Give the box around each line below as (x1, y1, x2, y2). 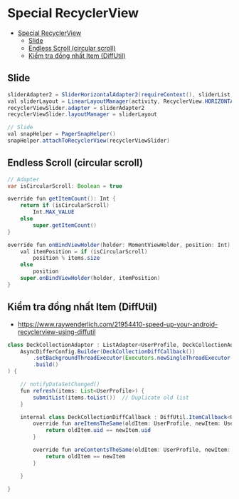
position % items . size (33, 255, 100, 262)
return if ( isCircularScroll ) (20, 202, 110, 209)
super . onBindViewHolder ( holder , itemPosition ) (20, 275, 161, 282)
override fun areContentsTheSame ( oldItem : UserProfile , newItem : (33, 446, 231, 453)
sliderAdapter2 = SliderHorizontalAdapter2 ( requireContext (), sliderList (7, 91, 231, 98)
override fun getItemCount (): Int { (7, 195, 116, 203)
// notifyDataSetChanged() (20, 380, 100, 388)
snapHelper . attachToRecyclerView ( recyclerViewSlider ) (7, 137, 171, 144)
